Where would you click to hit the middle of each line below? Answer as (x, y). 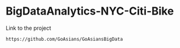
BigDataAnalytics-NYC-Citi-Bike (90, 11)
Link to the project (29, 28)
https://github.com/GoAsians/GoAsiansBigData (64, 39)
